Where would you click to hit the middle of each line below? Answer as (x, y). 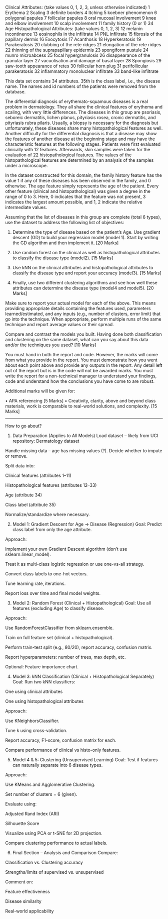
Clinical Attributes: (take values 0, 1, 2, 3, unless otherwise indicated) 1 (77, 7)
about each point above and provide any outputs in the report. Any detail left (84, 365)
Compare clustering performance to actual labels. (56, 843)
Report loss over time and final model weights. (53, 593)
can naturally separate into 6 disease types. (57, 765)
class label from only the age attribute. (52, 529)
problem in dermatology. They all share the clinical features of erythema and (84, 107)
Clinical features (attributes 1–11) (38, 475)
